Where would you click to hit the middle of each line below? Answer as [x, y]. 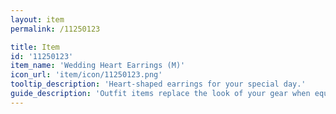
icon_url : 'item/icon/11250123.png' [86, 75]
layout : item [37, 19]
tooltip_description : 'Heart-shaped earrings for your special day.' [158, 84]
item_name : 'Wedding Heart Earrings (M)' [98, 66]
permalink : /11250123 [55, 29]
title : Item [35, 47]
